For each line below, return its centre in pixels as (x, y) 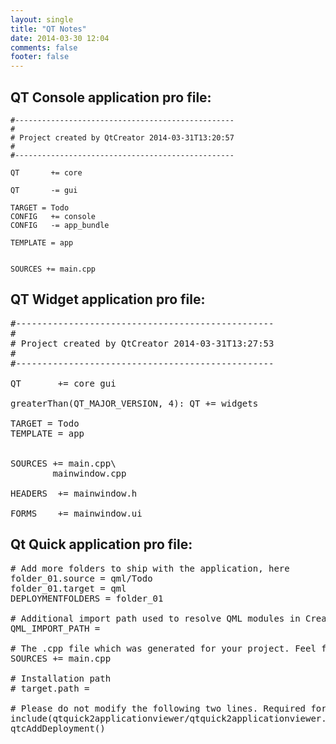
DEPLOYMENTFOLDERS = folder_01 (87, 598)
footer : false (40, 57)
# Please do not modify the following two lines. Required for (168, 708)
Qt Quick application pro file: (101, 544)
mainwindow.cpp (89, 473)
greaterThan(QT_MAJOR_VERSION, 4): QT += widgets (134, 403)
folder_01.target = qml (68, 588)
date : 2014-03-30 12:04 (60, 38)
